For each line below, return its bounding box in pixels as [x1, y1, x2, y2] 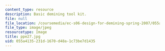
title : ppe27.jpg [5, 34, 41, 39]
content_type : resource [5, 7, 54, 12]
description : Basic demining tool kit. [5, 12, 87, 17]
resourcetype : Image [5, 30, 48, 34]
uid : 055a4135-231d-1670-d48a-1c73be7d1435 [5, 39, 96, 44]
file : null [5, 16, 27, 21]
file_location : [5, 20, 36, 26]
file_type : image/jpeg [5, 25, 52, 30]
